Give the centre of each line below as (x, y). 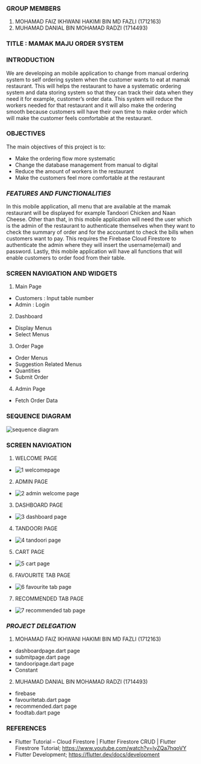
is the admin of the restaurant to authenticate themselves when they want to (101, 226)
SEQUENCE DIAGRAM (39, 416)
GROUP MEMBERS (34, 8)
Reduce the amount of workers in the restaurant (74, 171)
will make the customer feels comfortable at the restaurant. (79, 118)
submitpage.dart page (42, 657)
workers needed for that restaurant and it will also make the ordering (91, 105)
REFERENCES (26, 728)
